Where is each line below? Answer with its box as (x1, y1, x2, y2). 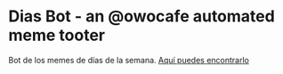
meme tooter (8, 25, 106, 45)
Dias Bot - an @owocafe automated (8, 6, 275, 27)
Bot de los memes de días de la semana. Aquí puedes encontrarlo (8, 54, 250, 65)
